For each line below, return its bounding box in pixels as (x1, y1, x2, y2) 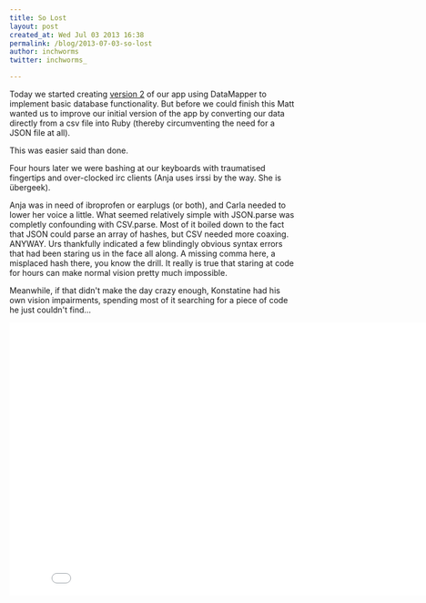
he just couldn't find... (9, 304, 92, 315)
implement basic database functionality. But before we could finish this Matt (9, 98, 295, 109)
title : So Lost (9, 13, 67, 23)
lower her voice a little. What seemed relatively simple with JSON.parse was (9, 210, 295, 220)
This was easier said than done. (9, 145, 129, 156)
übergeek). (9, 182, 51, 192)
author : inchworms (9, 47, 79, 56)
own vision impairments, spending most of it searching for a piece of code (9, 295, 289, 305)
